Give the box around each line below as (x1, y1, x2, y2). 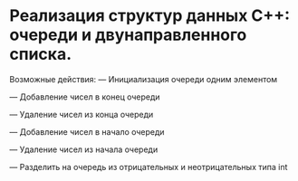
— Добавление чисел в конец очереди (9, 91, 160, 102)
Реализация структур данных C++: (9, 5, 291, 26)
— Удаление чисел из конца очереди (9, 109, 154, 119)
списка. (9, 44, 72, 64)
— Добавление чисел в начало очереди (9, 126, 165, 137)
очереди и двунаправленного (9, 24, 247, 45)
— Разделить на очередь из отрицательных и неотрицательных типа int (9, 161, 288, 172)
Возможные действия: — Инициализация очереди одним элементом (9, 73, 278, 84)
